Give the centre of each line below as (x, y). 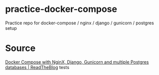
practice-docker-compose (61, 9)
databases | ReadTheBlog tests (37, 67)
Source (20, 48)
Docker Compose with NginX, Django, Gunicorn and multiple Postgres (77, 62)
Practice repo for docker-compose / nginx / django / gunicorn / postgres (80, 23)
